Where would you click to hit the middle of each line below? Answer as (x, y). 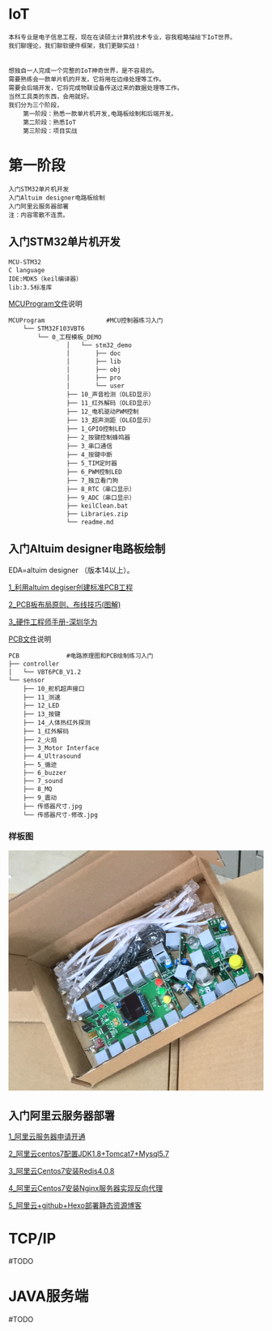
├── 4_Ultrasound (52, 756)
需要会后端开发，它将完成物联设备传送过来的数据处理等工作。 (96, 88)
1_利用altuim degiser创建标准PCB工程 (71, 587)
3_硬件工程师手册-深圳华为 (53, 622)
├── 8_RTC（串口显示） (101, 489)
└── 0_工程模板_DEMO (70, 337)
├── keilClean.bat (97, 506)
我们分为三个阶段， (36, 105)
